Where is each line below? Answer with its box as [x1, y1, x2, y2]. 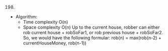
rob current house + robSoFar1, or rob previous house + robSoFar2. [23, 30, 163, 35]
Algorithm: [15, 14, 37, 19]
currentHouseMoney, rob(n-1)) [23, 40, 87, 46]
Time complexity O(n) [23, 19, 68, 25]
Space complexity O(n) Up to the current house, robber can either [23, 24, 160, 30]
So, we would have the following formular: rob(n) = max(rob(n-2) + [23, 35, 161, 41]
